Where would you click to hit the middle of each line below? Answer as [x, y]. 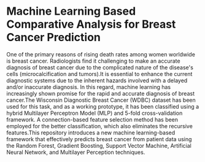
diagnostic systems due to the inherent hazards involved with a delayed [97, 80]
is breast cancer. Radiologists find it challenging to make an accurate [93, 61]
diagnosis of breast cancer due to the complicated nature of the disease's [100, 67]
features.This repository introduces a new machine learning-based [91, 133]
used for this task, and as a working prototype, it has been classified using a [103, 106]
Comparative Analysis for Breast [91, 24]
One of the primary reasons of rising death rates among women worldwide [101, 54]
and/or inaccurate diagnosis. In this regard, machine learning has [89, 87]
